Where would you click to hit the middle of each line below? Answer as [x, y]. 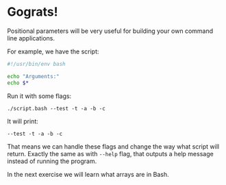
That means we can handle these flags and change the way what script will [113, 146]
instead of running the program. [52, 161]
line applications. [31, 38]
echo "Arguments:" [33, 76]
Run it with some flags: [39, 96]
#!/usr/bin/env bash [37, 64]
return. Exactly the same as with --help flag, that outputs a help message [110, 153]
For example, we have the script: [53, 51]
